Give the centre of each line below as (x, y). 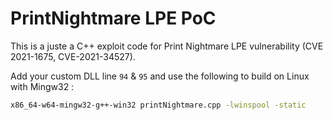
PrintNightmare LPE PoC (113, 18)
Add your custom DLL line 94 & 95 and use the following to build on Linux (160, 76)
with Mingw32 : (42, 86)
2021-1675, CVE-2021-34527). (73, 56)
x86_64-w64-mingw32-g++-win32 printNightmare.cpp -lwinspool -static (158, 105)
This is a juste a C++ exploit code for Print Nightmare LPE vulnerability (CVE (167, 46)
